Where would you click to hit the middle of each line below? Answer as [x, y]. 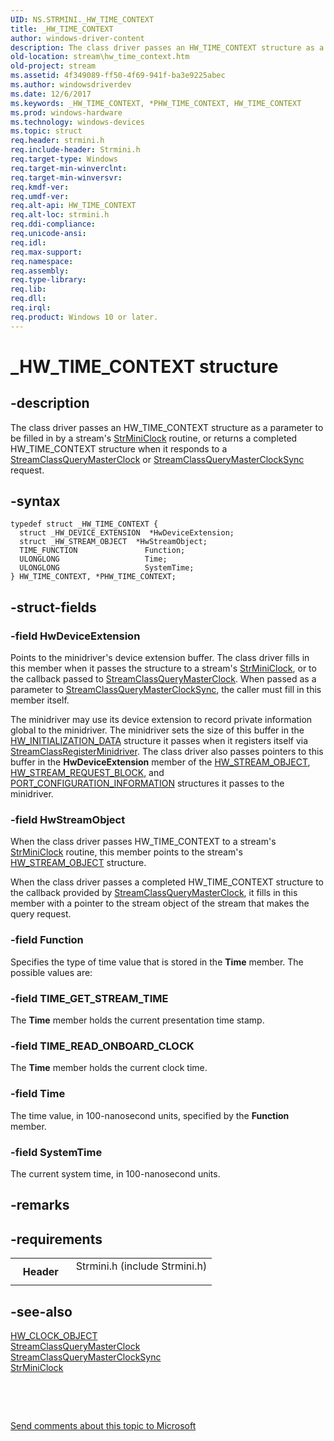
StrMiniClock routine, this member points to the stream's [126, 852]
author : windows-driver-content [77, 38]
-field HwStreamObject [68, 820]
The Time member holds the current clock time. [109, 1068]
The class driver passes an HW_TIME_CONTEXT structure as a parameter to [167, 427]
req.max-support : [46, 252]
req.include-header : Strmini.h [75, 150]
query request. [41, 914]
